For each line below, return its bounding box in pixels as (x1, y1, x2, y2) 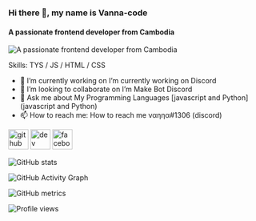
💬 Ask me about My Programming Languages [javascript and (19, 93, 221, 102)
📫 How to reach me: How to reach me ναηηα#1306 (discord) (19, 110, 222, 120)
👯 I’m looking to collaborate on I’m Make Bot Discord (19, 84, 193, 94)
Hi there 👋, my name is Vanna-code (8, 7, 148, 18)
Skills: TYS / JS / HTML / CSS (8, 60, 106, 70)
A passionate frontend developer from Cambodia (8, 27, 174, 37)
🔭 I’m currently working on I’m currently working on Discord (19, 76, 217, 86)
